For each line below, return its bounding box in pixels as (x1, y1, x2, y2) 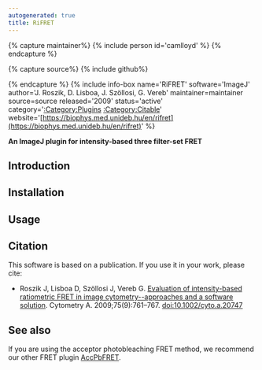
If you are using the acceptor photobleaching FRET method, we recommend (8, 344, 254, 354)
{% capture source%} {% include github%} (8, 64, 149, 73)
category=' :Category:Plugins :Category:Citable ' (8, 104, 163, 114)
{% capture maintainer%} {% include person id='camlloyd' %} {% (8, 40, 222, 50)
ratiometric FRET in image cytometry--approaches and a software (19, 292, 234, 302)
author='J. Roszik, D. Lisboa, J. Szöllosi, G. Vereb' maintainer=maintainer (8, 87, 244, 97)
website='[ (8, 113, 43, 122)
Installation (8, 186, 65, 199)
